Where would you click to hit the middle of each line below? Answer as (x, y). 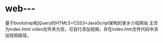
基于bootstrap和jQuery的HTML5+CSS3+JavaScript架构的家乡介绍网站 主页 (81, 23)
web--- (20, 9)
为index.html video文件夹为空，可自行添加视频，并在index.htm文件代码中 (80, 29)
